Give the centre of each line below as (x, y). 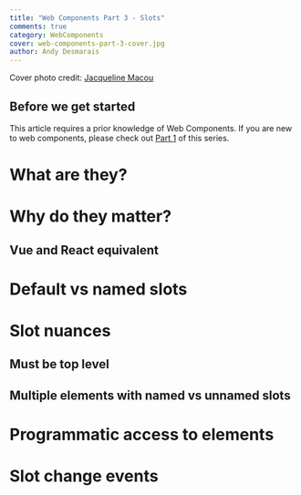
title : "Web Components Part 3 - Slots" (88, 18)
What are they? (68, 175)
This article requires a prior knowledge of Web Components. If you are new (151, 128)
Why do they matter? (90, 217)
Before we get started (73, 106)
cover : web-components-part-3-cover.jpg (88, 43)
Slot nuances (60, 331)
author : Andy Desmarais (55, 52)
